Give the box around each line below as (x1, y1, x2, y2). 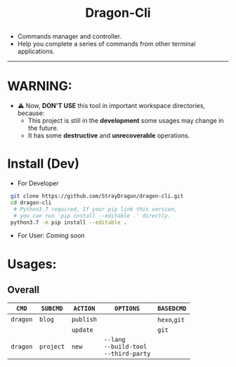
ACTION (73, 305, 96, 313)
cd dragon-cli (10, 199, 52, 206)
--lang (103, 335, 126, 344)
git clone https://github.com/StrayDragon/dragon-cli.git (10, 193, 184, 200)
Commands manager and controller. (17, 32, 122, 41)
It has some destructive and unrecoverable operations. (27, 131, 190, 140)
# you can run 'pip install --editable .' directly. (13, 212, 171, 219)
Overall (7, 284, 40, 296)
